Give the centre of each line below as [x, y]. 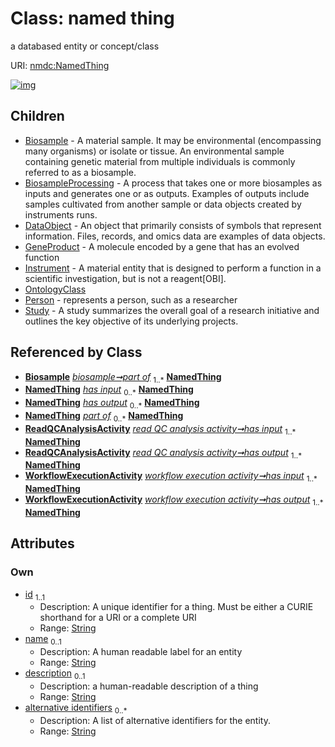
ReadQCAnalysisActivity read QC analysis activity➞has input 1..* [160, 429]
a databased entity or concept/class [85, 46]
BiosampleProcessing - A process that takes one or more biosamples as [173, 183]
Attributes [42, 543]
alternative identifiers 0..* [76, 709]
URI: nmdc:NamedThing [60, 65]
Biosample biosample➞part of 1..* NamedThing [123, 377]
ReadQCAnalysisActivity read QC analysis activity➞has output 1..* [163, 453]
